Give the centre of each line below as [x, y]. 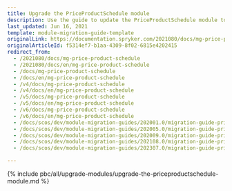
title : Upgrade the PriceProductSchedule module [78, 13]
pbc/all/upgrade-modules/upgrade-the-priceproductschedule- [129, 174]
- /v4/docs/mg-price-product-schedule [69, 84]
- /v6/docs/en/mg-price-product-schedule [74, 116]
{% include [23, 174]
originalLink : [28, 39]
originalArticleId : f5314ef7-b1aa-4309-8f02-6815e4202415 [92, 46]
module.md [23, 181]
